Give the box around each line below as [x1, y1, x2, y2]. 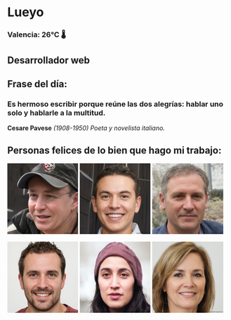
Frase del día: [7, 78, 68, 90]
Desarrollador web [7, 54, 90, 66]
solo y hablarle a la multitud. [7, 108, 106, 117]
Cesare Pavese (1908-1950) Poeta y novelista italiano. [7, 124, 165, 132]
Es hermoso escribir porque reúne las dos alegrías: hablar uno [7, 99, 223, 109]
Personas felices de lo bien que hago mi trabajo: [7, 144, 222, 156]
